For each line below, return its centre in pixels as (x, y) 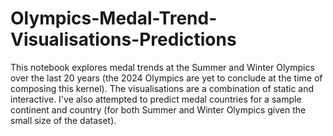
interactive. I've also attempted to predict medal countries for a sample (156, 99)
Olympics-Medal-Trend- (114, 18)
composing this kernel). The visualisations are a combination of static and (162, 88)
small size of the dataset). (63, 120)
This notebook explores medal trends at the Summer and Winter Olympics (162, 67)
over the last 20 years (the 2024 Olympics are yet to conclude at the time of (166, 78)
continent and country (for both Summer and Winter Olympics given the (158, 109)
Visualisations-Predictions (123, 39)
